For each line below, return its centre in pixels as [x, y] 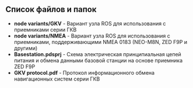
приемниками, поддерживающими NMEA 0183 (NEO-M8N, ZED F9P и [101, 42]
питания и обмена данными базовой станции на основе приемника [98, 60]
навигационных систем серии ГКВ [57, 79]
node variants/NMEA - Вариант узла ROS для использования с [92, 36]
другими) [26, 48]
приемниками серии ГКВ [45, 30]
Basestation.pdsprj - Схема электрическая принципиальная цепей [97, 54]
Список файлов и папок [51, 10]
